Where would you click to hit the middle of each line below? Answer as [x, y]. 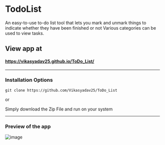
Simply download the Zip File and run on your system [59, 109]
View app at [24, 49]
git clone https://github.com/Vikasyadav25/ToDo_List [61, 90]
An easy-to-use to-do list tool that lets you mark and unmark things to [76, 23]
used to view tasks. [25, 33]
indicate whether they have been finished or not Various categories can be [81, 28]
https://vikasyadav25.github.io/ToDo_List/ [50, 61]
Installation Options [29, 80]
